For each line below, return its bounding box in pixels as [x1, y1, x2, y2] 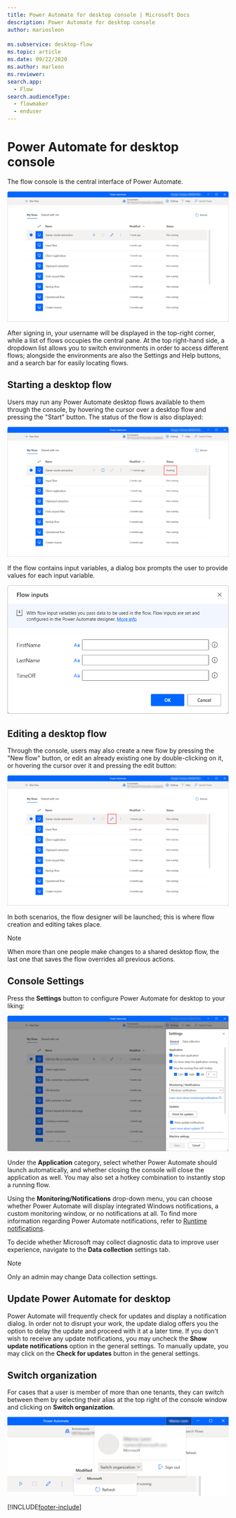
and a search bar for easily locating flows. [7, 358, 129, 367]
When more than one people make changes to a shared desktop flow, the [7, 947, 220, 955]
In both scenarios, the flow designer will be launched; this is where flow [7, 912, 215, 921]
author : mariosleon [7, 26, 65, 33]
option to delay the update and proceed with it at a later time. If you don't [7, 1326, 219, 1335]
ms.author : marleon [7, 63, 65, 70]
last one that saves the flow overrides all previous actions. [7, 955, 176, 963]
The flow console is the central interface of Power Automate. [7, 177, 183, 186]
